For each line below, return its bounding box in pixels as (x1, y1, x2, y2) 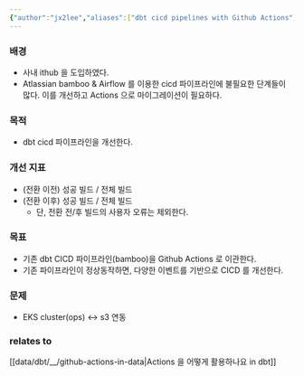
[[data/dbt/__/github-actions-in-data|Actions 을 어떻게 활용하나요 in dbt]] (9, 356, 277, 367)
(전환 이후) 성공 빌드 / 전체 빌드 (22, 195, 133, 206)
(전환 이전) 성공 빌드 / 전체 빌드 (22, 183, 133, 194)
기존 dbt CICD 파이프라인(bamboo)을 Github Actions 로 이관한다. (22, 253, 257, 264)
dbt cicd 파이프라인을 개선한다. (22, 136, 134, 147)
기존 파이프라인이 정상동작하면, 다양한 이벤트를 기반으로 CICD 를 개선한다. (22, 264, 284, 276)
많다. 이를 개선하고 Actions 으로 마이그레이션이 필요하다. (22, 89, 223, 100)
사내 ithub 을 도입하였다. (22, 67, 109, 78)
